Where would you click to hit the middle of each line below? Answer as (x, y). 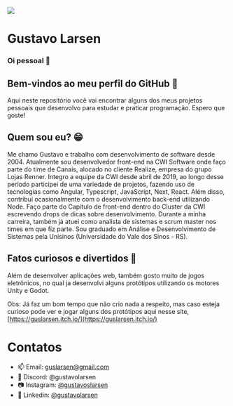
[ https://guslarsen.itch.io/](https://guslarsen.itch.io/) (82, 319)
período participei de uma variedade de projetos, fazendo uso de (101, 184)
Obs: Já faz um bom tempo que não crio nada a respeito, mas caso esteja (114, 304)
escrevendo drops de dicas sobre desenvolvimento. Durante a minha (107, 214)
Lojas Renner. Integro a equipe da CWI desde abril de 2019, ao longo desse (115, 176)
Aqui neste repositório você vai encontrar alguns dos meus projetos (105, 100)
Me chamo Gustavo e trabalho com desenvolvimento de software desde (111, 154)
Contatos (35, 347)
